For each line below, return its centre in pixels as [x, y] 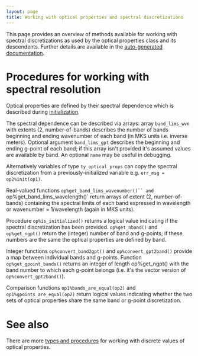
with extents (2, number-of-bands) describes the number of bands [87, 130]
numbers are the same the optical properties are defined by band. [86, 240]
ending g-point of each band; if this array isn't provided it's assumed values [98, 149]
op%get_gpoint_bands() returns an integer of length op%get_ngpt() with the [98, 264]
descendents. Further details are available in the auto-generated [85, 46]
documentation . [25, 53]
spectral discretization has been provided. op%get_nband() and [82, 227]
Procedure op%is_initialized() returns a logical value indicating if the [92, 221]
